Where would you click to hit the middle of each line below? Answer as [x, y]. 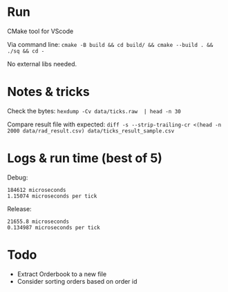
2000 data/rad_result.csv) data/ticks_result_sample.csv [91, 131]
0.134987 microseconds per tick [54, 227]
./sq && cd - [26, 51]
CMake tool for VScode [40, 31]
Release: [20, 208]
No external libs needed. [42, 64]
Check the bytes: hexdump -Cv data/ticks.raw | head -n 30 [94, 110]
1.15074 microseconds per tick [52, 196]
